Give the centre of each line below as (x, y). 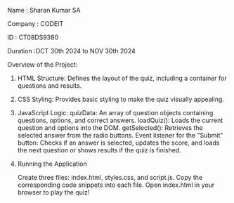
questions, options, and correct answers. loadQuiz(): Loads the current (120, 120)
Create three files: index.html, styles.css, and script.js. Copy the (110, 177)
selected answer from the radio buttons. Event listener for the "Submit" (120, 135)
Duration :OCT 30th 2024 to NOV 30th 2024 (71, 51)
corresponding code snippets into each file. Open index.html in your (116, 185)
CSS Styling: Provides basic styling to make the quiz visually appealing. (121, 99)
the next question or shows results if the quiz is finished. (99, 150)
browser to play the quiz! (53, 192)
